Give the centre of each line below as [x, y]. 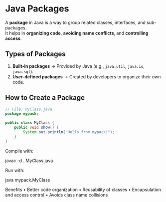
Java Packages [37, 9]
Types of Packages [35, 54]
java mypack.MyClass [28, 180]
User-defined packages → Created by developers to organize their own [86, 77]
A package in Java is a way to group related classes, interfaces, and [76, 22]
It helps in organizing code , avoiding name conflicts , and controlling [77, 33]
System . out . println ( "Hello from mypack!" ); [69, 132]
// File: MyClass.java [29, 109]
